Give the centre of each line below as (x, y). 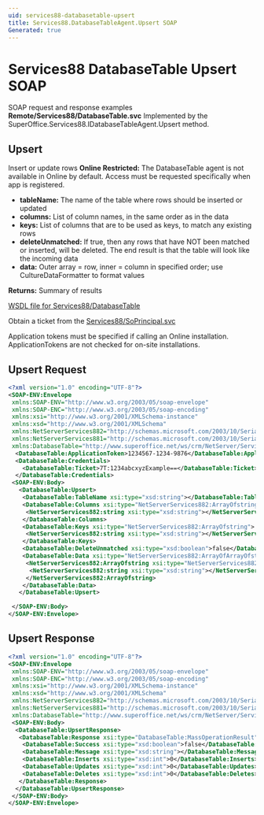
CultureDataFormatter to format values (82, 276)
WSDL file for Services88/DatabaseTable (74, 306)
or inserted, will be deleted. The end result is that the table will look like (134, 250)
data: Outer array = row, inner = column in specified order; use (121, 267)
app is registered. (37, 185)
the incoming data (49, 259)
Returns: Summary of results (55, 291)
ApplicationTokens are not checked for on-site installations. (104, 345)
